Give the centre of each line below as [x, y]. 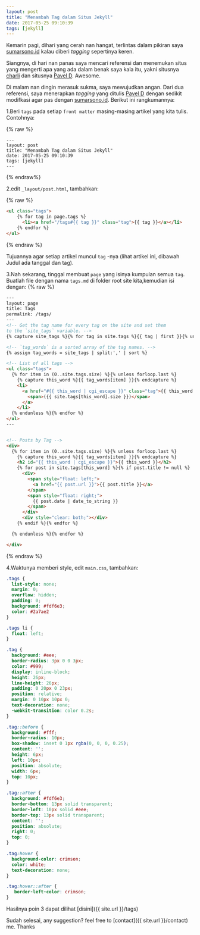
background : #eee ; [35, 655]
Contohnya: [20, 118]
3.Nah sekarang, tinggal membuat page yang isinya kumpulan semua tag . [96, 274]
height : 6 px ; [28, 755]
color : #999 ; [28, 666]
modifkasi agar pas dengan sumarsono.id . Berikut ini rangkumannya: [90, 100]
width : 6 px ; [26, 771]
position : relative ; [37, 694]
